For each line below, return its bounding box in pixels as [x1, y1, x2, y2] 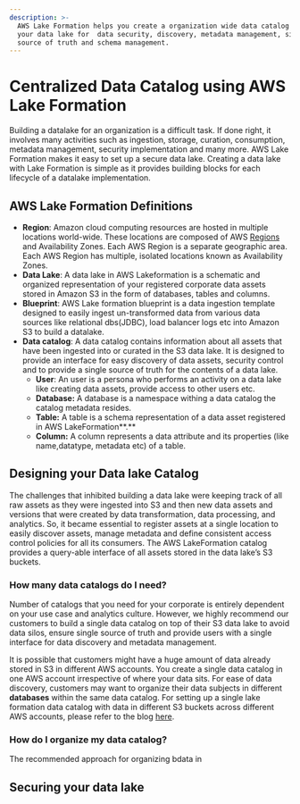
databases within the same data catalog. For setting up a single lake [9, 692, 261, 703]
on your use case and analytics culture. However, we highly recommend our [9, 608, 289, 619]
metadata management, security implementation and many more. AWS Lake [9, 144, 289, 155]
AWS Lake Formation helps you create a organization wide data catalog [17, 21, 290, 30]
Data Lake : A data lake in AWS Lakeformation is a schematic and [21, 270, 261, 280]
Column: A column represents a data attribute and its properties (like [35, 431, 289, 441]
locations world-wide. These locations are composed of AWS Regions [21, 231, 280, 242]
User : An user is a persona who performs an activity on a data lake [35, 374, 282, 384]
